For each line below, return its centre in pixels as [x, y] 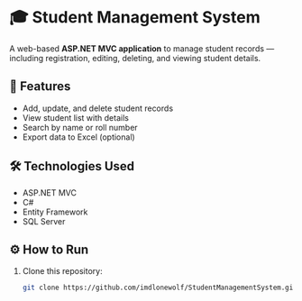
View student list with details [75, 117]
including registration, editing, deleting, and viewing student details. [135, 58]
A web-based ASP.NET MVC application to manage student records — [142, 48]
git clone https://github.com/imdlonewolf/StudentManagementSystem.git [160, 288]
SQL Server [44, 221]
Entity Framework [55, 212]
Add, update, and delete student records [98, 108]
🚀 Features [40, 87]
